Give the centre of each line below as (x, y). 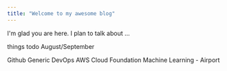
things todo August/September (51, 46)
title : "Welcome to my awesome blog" (61, 13)
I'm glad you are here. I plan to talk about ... (69, 33)
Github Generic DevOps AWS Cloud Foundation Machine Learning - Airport (113, 60)
